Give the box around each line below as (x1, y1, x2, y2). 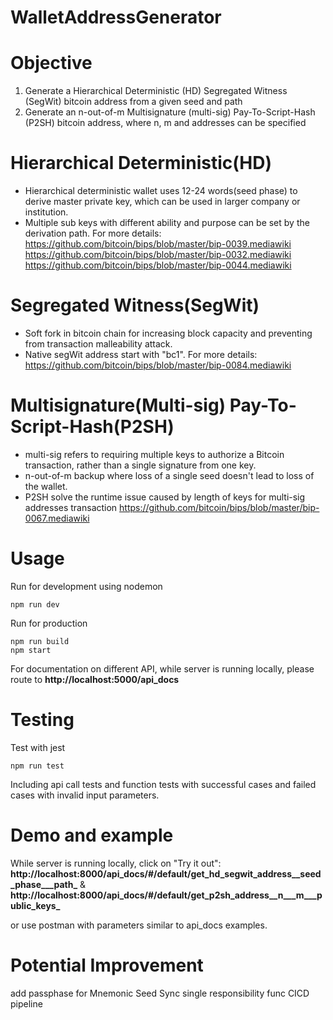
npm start (10, 645, 52, 655)
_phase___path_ (10, 878, 78, 890)
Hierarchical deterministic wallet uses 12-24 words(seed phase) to (24, 185, 298, 197)
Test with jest (10, 741, 66, 753)
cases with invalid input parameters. (10, 789, 160, 801)
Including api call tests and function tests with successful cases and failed (10, 778, 317, 790)
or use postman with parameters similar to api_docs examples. (10, 919, 268, 931)
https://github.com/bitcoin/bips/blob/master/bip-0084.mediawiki (24, 359, 292, 371)
